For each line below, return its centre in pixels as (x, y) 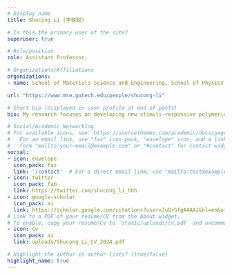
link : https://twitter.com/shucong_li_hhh (75, 191)
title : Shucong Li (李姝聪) (46, 20)
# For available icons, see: (49, 133)
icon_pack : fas (35, 165)
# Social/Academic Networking (51, 127)
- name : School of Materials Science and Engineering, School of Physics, (117, 83)
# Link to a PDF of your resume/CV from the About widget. (94, 216)
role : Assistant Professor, (48, 58)
